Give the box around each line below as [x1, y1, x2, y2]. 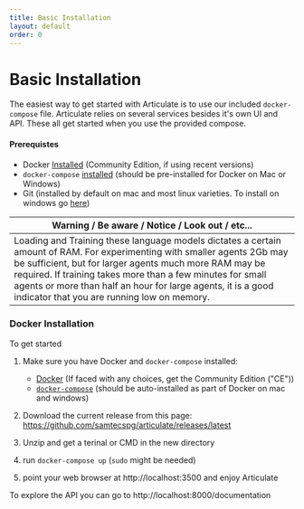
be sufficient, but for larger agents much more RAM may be [14, 257, 266, 269]
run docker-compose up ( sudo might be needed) [22, 454, 196, 466]
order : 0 [9, 30, 43, 39]
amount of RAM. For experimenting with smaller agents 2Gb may [14, 245, 289, 258]
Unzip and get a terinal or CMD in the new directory [22, 437, 215, 448]
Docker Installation [9, 317, 95, 330]
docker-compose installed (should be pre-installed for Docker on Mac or [22, 168, 287, 179]
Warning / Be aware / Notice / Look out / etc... [52, 219, 252, 231]
